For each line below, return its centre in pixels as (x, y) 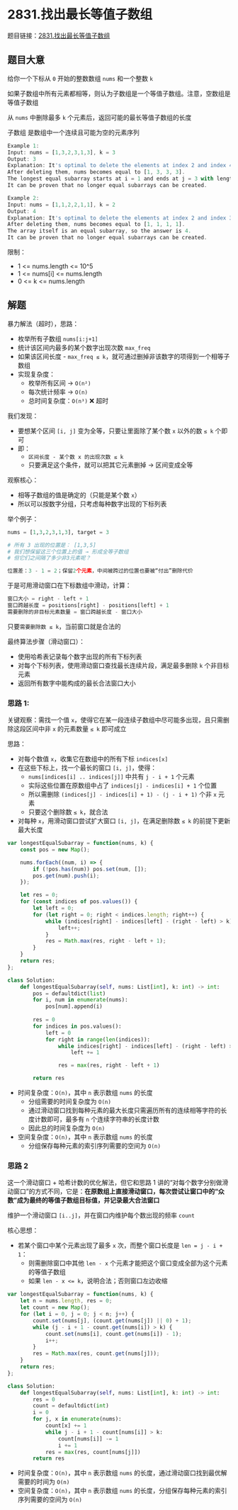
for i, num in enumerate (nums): (81, 1000)
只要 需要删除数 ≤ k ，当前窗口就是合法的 (64, 626)
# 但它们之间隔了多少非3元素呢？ (49, 558)
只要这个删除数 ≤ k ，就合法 (68, 812)
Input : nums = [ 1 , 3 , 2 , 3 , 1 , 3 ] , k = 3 (61, 152)
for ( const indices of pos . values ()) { (79, 902)
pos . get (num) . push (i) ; (66, 875)
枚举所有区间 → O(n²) (59, 382)
